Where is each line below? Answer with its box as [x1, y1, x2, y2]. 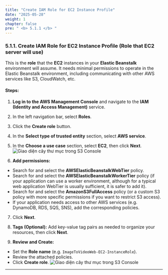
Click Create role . [12, 259, 49, 265]
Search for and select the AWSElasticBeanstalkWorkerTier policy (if [12, 172, 155, 178]
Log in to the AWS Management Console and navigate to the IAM [12, 98, 149, 104]
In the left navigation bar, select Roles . [12, 113, 91, 119]
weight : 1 [5, 16, 26, 21]
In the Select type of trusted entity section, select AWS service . [12, 133, 146, 139]
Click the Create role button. [12, 123, 71, 129]
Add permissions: [12, 157, 50, 163]
